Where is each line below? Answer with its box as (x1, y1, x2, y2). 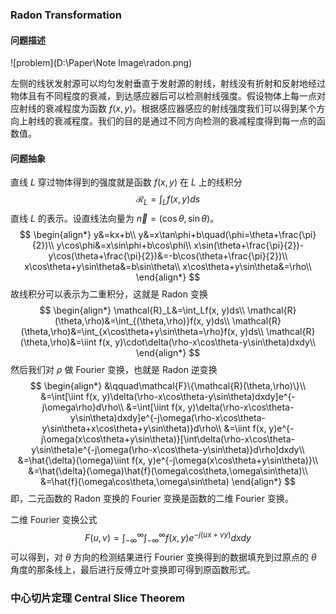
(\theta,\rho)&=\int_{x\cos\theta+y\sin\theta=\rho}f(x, (20, 326, 238, 338)
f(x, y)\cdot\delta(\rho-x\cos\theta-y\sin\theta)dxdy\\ (98, 336, 317, 348)
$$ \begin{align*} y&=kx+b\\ (19, 229, 137, 241)
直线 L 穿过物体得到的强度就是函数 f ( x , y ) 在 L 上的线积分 (10, 176, 243, 188)
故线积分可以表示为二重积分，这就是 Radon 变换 (10, 288, 208, 300)
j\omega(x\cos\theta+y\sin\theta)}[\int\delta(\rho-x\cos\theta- (40, 433, 296, 445)
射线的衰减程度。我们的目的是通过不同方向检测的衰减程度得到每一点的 (27, 115, 317, 127)
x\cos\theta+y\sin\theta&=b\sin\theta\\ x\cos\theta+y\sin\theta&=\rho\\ (24, 261, 312, 273)
